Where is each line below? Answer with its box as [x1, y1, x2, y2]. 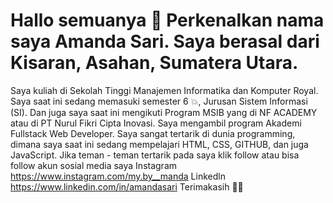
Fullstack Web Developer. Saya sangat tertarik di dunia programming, [10, 127, 296, 139]
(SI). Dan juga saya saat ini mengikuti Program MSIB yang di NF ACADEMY [10, 106, 318, 118]
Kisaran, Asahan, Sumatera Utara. [10, 52, 299, 74]
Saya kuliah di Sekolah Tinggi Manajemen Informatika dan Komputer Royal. [10, 84, 319, 96]
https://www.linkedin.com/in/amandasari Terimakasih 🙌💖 [10, 180, 244, 193]
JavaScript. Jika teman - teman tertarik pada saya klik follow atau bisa [10, 149, 300, 161]
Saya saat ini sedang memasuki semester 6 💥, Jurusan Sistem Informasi [10, 95, 308, 107]
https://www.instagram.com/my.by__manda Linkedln [10, 170, 226, 182]
